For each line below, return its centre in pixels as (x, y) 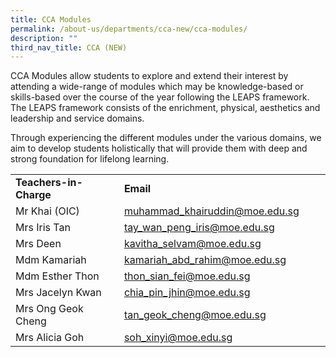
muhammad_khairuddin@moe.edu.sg (211, 211)
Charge (33, 195)
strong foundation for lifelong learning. (90, 159)
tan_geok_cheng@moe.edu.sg (195, 315)
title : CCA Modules (51, 19)
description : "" (44, 38)
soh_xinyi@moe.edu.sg (178, 338)
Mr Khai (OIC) (47, 211)
